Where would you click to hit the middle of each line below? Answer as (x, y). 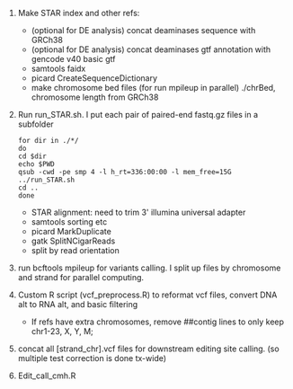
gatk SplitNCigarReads (73, 241)
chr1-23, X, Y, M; (62, 331)
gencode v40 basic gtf (73, 59)
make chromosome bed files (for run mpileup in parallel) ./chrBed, (153, 88)
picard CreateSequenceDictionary (94, 78)
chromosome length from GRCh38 (95, 97)
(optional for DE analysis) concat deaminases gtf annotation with (151, 49)
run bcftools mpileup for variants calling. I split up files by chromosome (149, 268)
